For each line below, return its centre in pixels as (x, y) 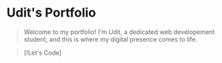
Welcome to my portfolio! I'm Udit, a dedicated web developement (119, 32)
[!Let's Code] (43, 53)
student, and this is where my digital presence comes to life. (110, 39)
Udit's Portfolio (51, 13)
